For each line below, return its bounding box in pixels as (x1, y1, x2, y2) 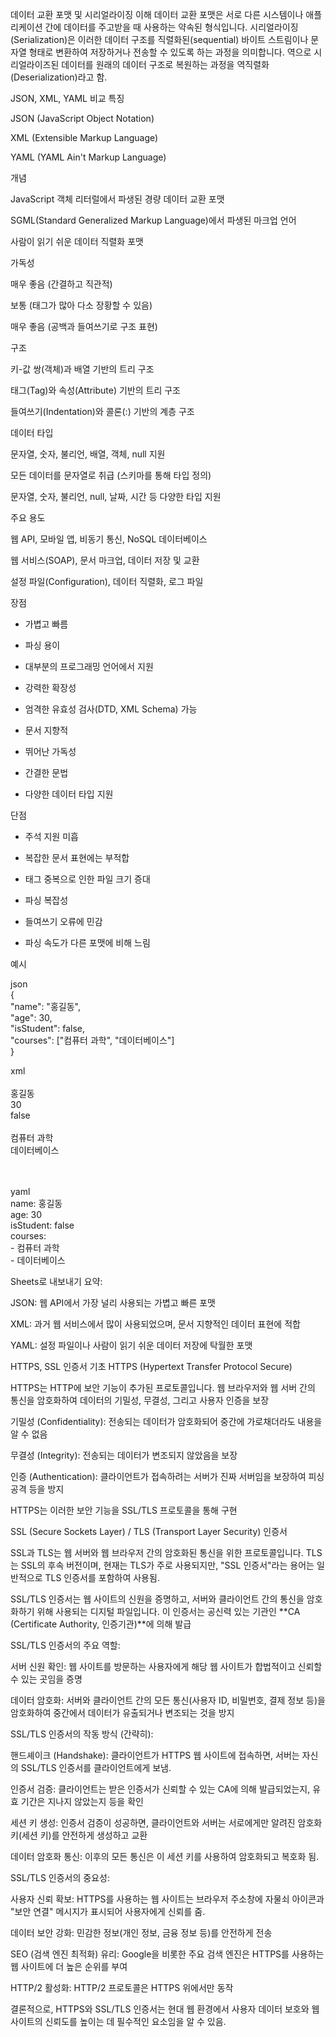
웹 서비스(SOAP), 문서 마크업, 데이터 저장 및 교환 (10, 554, 200, 566)
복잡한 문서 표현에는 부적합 (24, 852, 130, 863)
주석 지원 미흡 (24, 831, 79, 842)
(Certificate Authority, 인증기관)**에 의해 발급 (10, 1618, 192, 1630)
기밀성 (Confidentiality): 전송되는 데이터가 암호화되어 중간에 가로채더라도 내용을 (10, 1416, 323, 1427)
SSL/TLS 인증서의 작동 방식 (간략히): (10, 1728, 154, 1740)
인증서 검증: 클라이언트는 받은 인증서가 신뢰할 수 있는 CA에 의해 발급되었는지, (10, 1783, 311, 1795)
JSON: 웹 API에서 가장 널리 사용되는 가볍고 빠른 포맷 (10, 1297, 216, 1308)
